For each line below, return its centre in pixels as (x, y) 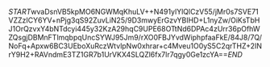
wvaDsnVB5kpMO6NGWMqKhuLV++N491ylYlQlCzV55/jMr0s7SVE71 (145, 12)
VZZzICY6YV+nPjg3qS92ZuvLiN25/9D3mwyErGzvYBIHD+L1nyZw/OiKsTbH (134, 20)
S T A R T (20, 12)
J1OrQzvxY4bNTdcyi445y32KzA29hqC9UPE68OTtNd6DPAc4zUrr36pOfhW (134, 29)
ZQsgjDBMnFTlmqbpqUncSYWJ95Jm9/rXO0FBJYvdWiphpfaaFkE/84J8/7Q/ (135, 37)
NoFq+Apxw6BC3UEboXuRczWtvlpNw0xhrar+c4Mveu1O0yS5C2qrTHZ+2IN (135, 46)
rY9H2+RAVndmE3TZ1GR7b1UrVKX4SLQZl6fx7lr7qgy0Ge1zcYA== (118, 54)
